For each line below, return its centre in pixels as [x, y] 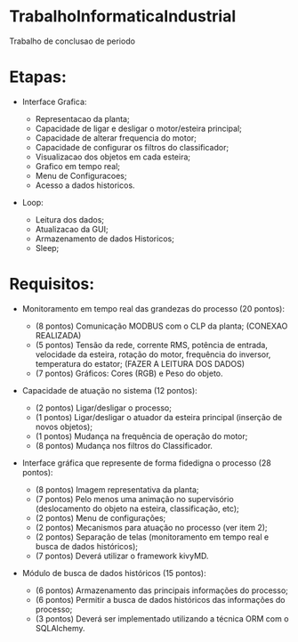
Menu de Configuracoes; [81, 175]
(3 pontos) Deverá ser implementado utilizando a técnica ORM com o [162, 618]
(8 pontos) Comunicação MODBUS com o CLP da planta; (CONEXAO [161, 326]
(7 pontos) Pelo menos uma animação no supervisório [134, 499]
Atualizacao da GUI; [72, 229]
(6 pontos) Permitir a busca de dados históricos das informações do [161, 599]
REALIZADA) [58, 335]
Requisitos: [52, 284]
